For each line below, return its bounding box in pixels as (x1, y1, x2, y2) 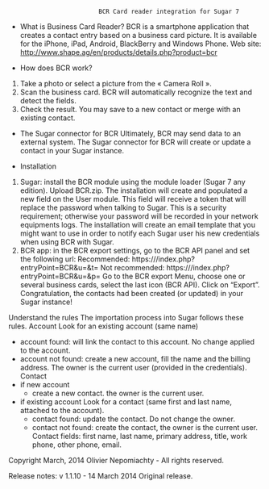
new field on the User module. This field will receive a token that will (19, 194, 246, 203)
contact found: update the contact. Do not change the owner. (31, 414, 236, 424)
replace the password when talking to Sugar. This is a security (19, 203, 227, 212)
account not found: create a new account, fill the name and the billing (19, 354, 251, 363)
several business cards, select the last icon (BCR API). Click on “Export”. (19, 280, 260, 290)
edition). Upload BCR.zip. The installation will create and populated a (19, 186, 248, 195)
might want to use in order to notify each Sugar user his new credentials (19, 228, 260, 238)
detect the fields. (19, 96, 77, 105)
